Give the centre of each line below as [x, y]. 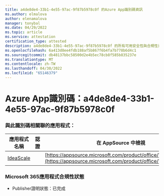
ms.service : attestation [30, 37]
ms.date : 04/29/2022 [26, 28]
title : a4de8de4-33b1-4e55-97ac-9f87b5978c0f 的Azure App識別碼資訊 [74, 10]
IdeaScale [19, 158]
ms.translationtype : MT [29, 59]
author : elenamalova [26, 19]
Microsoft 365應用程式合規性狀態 [45, 177]
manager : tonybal [23, 23]
